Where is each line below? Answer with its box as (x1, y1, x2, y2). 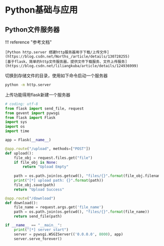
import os (5, 124, 25, 129)
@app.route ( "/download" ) (5, 196, 56, 201)
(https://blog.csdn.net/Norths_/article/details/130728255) (5, 54, 130, 59)
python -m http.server (5, 82, 51, 87)
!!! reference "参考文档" (5, 39, 52, 45)
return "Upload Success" (14, 187, 64, 192)
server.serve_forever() (14, 236, 62, 241)
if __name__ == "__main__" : (5, 223, 62, 227)
